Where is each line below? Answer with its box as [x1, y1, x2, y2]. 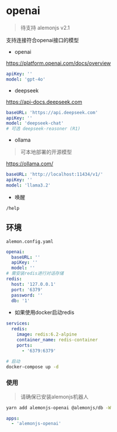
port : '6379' [11, 286, 43, 293]
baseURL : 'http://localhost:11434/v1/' [6, 171, 104, 178]
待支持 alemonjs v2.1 [20, 24, 70, 31]
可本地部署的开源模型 [20, 148, 72, 155]
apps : [6, 415, 19, 421]
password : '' [11, 292, 43, 298]
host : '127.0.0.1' [11, 281, 57, 287]
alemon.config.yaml [6, 239, 54, 244]
